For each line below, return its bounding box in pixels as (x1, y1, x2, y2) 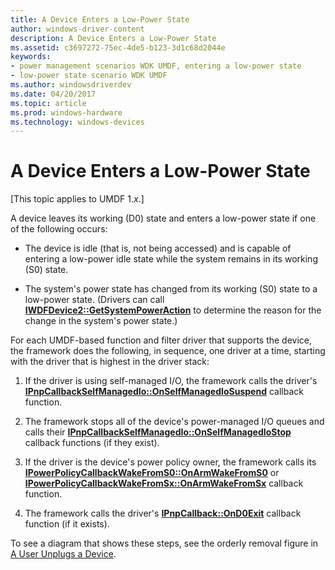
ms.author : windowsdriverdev (10, 80, 132, 90)
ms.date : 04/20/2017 (10, 89, 97, 99)
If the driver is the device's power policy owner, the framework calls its (24, 456, 317, 468)
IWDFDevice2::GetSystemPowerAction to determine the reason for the (24, 304, 322, 316)
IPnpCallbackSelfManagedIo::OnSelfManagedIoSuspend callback (24, 386, 304, 398)
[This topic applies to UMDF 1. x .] (10, 193, 145, 205)
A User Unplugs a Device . (10, 548, 117, 560)
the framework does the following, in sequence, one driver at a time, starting (10, 345, 326, 357)
